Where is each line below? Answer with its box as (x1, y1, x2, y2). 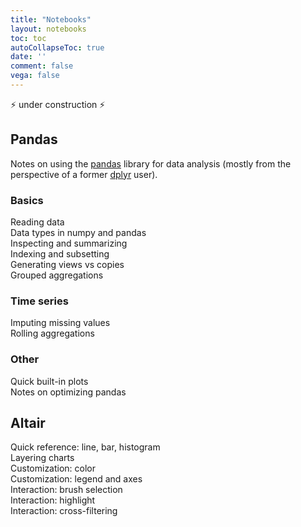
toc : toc (10, 33, 47, 43)
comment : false (10, 61, 74, 71)
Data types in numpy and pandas (10, 226, 147, 238)
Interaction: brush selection (10, 484, 123, 496)
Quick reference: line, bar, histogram (10, 441, 161, 453)
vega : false (10, 71, 60, 81)
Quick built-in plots (10, 375, 89, 387)
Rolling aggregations (10, 327, 95, 340)
